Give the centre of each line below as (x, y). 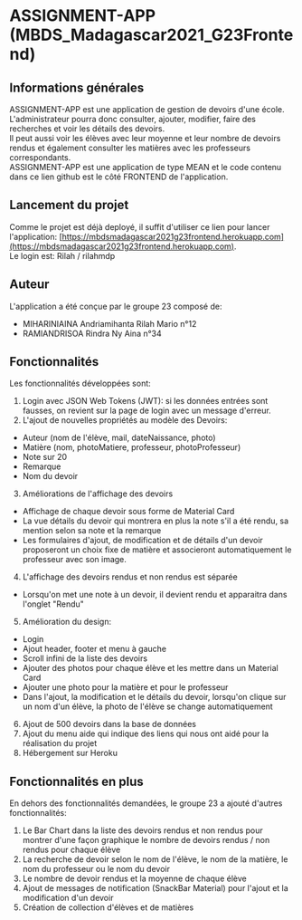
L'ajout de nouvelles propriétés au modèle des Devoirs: (125, 420)
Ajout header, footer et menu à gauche (94, 649)
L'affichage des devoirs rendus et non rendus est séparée (130, 577)
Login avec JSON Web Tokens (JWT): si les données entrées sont (145, 401)
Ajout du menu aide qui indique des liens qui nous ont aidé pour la (146, 733)
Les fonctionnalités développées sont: (80, 383)
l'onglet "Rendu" (53, 604)
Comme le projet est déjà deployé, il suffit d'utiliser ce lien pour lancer (140, 226)
